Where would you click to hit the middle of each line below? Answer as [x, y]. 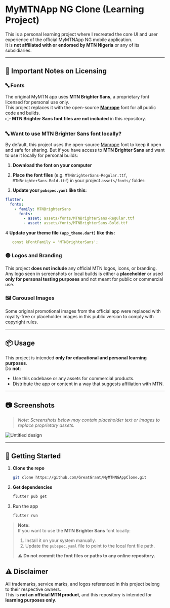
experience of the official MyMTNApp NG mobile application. [69, 40]
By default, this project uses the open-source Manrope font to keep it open [83, 144]
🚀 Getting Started [33, 456]
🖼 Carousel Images [30, 298]
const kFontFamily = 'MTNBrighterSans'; [55, 242]
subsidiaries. [18, 50]
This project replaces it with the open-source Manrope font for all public [81, 107]
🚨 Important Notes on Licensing [56, 71]
